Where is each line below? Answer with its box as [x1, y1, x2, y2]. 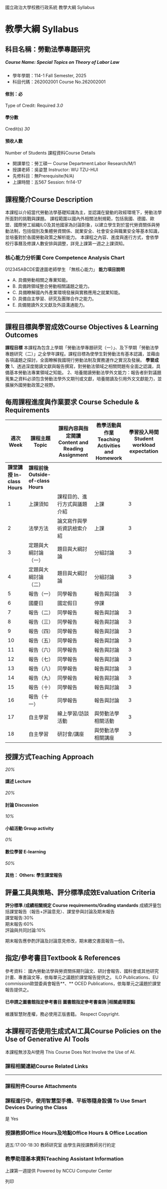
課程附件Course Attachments [5, 1082, 77, 1089]
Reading [63, 445, 83, 452]
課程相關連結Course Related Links [5, 1062, 88, 1069]
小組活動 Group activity [5, 825, 54, 831]
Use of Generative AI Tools [5, 1035, 89, 1043]
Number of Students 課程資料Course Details [5, 150, 95, 156]
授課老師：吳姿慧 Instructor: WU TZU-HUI [12, 167, 98, 173]
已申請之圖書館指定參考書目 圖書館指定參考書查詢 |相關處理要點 [5, 999, 135, 1005]
